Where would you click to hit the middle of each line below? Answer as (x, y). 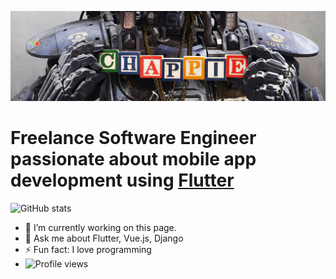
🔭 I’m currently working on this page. (100, 227)
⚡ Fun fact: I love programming (88, 249)
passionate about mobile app (133, 158)
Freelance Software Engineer (133, 137)
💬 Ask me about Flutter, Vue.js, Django (104, 238)
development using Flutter (122, 180)
